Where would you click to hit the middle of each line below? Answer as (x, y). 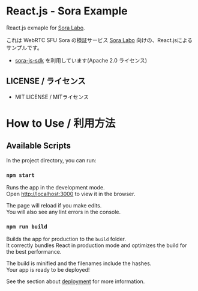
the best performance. (34, 252)
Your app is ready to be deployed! (48, 270)
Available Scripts (38, 146)
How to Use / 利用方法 (61, 123)
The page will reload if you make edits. (54, 206)
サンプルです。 (25, 47)
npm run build (27, 226)
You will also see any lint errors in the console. (64, 212)
